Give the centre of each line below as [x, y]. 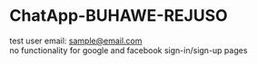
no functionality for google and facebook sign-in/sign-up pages [128, 50]
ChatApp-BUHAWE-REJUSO [119, 16]
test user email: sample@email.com [76, 41]
